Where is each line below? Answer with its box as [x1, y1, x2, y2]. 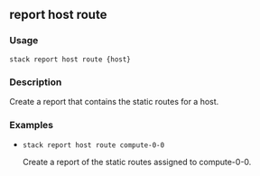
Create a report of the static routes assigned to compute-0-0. [22, 157, 252, 168]
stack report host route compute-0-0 [22, 141, 165, 150]
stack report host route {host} [9, 54, 131, 64]
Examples [9, 118, 54, 131]
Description [9, 76, 62, 88]
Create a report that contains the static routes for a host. [9, 96, 219, 107]
